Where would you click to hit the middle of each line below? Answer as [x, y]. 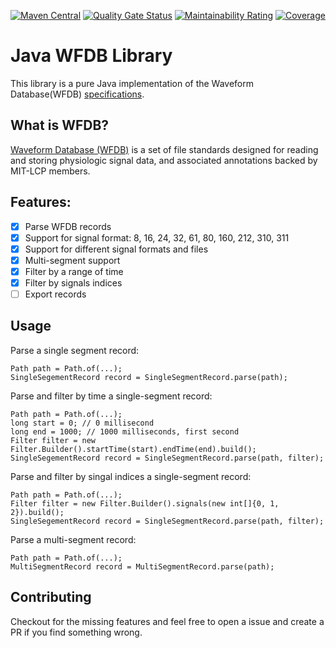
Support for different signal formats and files [116, 249]
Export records [55, 294]
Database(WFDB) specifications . [77, 94]
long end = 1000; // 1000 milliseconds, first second [125, 431]
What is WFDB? [60, 125]
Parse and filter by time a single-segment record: [111, 396]
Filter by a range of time [74, 271]
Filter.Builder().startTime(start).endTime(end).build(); [133, 449]
